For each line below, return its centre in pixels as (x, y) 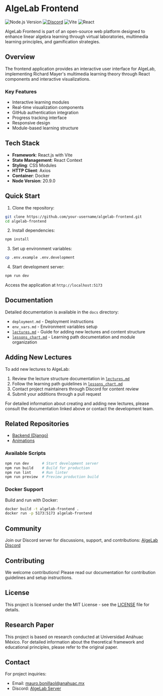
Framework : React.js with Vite (42, 155)
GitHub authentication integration (45, 113)
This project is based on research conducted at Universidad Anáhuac (74, 637)
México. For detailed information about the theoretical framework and (74, 642)
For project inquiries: (26, 674)
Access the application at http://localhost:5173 (54, 285)
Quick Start (23, 196)
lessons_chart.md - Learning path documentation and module (73, 337)
